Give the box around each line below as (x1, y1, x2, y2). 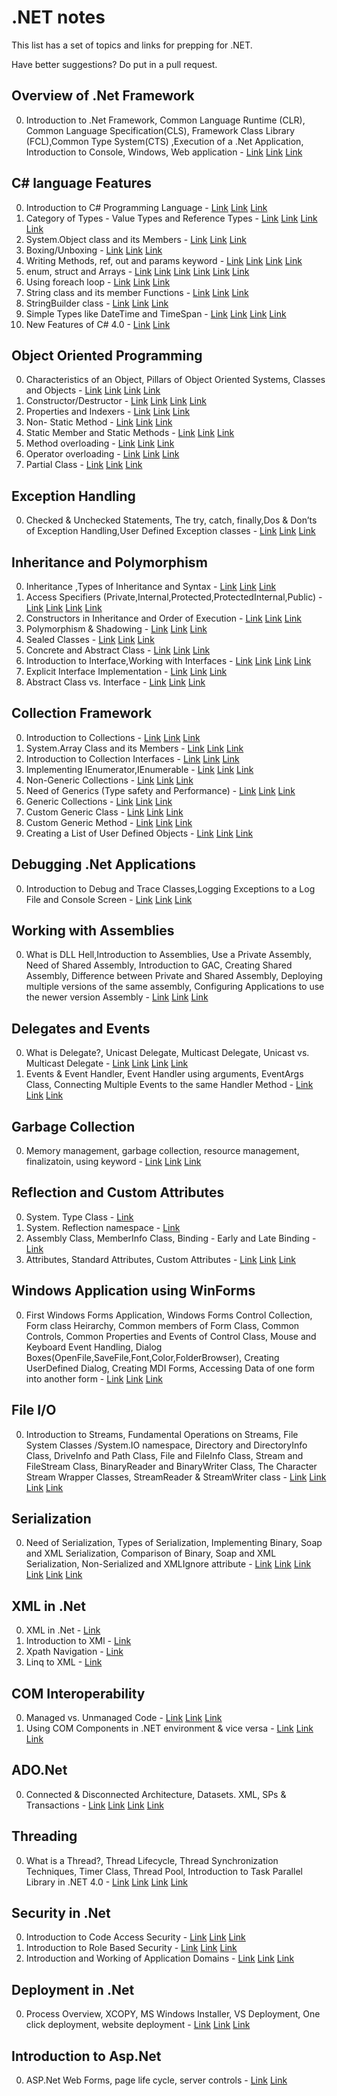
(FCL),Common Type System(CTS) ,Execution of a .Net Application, (25, 135, 304, 147)
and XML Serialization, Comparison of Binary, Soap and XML (25, 1547, 277, 1560)
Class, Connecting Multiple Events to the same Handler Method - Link (25, 1079, 314, 1091)
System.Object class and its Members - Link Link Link (25, 233, 247, 245)
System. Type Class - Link (25, 1211, 134, 1223)
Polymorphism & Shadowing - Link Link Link (25, 623, 208, 635)
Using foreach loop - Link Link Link (25, 276, 171, 288)
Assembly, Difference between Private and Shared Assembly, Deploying (25, 970, 323, 982)
